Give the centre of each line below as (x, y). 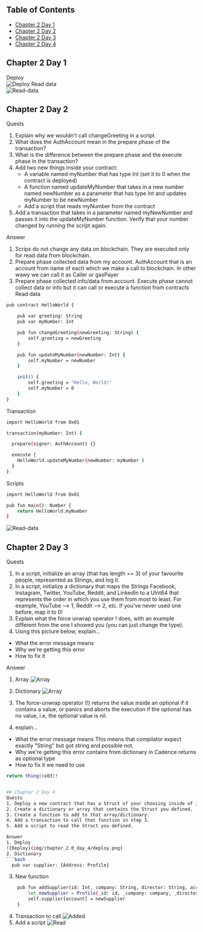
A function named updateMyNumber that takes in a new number (104, 187)
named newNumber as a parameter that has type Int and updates (105, 194)
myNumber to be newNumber (61, 200)
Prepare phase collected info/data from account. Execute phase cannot (104, 281)
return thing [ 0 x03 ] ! (32, 776)
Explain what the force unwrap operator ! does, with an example (95, 619)
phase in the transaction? (47, 161)
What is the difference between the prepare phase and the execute (98, 155)
